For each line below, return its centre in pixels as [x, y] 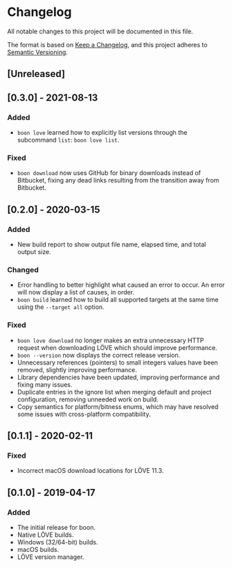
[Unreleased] [36, 74]
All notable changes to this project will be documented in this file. [100, 31]
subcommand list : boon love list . [68, 140]
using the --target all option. [61, 307]
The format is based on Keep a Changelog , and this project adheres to [107, 44]
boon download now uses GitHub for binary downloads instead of [109, 173]
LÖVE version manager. [51, 557]
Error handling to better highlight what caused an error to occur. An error [121, 285]
